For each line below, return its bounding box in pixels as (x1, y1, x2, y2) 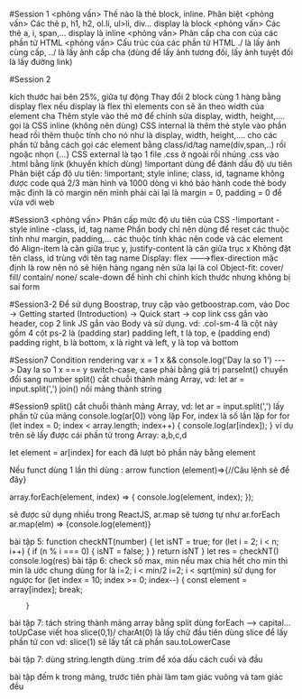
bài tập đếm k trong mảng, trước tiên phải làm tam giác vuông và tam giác (9, 672, 284, 682)
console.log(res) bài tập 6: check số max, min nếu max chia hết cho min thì (9, 556, 288, 566)
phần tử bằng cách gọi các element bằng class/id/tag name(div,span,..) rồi (9, 140, 287, 150)
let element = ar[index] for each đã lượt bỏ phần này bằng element (9, 447, 256, 457)
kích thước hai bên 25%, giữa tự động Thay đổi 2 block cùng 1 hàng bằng (9, 91, 281, 102)
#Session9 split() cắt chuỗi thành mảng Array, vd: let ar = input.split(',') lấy (9, 401, 285, 411)
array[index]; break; (9, 584, 83, 594)
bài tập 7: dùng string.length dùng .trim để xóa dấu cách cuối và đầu (9, 654, 263, 665)
